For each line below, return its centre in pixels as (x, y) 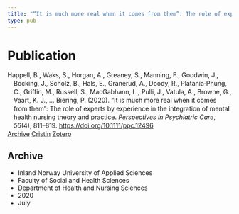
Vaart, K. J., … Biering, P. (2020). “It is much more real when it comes (115, 101)
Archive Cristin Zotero (39, 134)
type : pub (22, 21)
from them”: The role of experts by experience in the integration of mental (122, 108)
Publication (42, 56)
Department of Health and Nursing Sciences (83, 188)
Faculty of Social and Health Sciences (73, 181)
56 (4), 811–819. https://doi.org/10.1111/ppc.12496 (84, 125)
